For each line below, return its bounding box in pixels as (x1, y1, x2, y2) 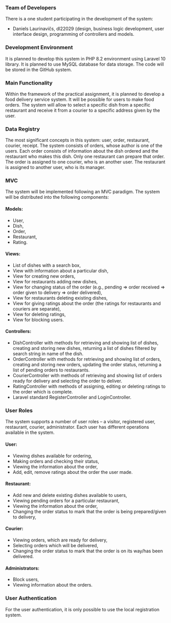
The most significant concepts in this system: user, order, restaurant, (5, 137, 150, 143)
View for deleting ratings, (12, 311, 66, 317)
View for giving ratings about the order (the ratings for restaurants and (12, 300, 161, 306)
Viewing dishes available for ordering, (12, 452, 92, 459)
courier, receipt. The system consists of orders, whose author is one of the (5, 142, 162, 149)
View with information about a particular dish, (12, 267, 109, 274)
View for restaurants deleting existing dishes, (12, 295, 108, 301)
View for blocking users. (12, 317, 64, 323)
